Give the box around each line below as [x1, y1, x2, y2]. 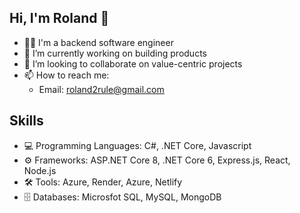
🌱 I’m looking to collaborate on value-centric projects [23, 57, 243, 70]
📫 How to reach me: [23, 69, 110, 81]
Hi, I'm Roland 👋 [9, 10, 110, 27]
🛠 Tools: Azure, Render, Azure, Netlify [23, 176, 183, 188]
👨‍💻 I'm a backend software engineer [23, 36, 174, 48]
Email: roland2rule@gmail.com [38, 83, 165, 95]
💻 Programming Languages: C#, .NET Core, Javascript [23, 139, 252, 151]
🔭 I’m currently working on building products [23, 47, 207, 59]
